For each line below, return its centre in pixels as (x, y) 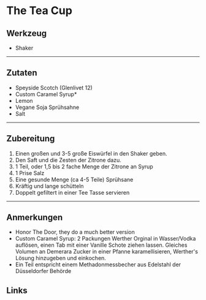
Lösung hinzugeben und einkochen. (60, 258)
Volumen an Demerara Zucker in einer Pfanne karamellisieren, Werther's (106, 252)
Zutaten (22, 73)
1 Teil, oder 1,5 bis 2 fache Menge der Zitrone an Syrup (84, 167)
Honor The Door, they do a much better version (75, 232)
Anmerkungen (35, 218)
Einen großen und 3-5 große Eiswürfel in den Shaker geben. (91, 153)
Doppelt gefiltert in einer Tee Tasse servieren (72, 192)
